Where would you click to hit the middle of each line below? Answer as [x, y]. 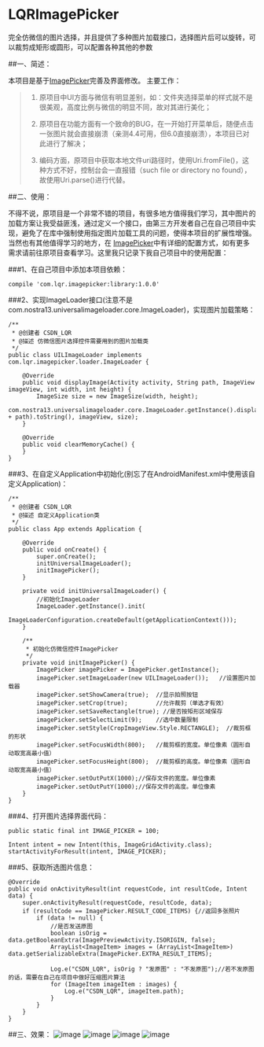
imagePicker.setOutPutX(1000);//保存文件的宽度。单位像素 [126, 778]
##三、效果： [30, 1034]
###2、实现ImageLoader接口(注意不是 [71, 300]
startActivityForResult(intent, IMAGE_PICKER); [88, 851]
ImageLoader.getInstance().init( [91, 606]
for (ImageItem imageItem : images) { [114, 984]
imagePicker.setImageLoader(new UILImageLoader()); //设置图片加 [146, 678]
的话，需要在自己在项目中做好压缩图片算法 [67, 977]
